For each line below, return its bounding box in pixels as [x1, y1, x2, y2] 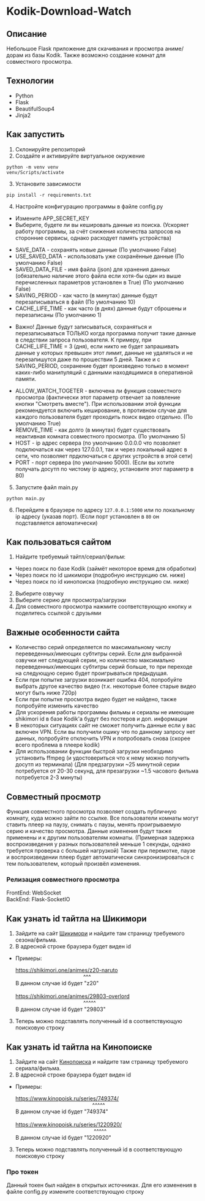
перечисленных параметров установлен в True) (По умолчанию [15, 278, 184, 286]
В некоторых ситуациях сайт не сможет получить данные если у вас [15, 722, 196, 729]
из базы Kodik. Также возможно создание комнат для [24, 51, 166, 59]
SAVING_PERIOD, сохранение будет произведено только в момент [15, 362, 190, 369]
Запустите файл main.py [15, 483, 78, 491]
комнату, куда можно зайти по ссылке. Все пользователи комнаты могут [6, 814, 199, 822]
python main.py [6, 495, 45, 501]
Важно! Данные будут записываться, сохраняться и [15, 323, 152, 330]
